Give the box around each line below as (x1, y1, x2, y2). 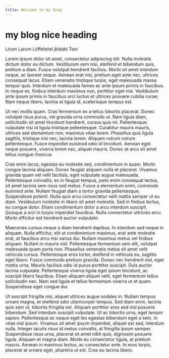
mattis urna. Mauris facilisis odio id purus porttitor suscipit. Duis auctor (5, 262, 152, 268)
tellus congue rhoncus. (5, 151, 53, 157)
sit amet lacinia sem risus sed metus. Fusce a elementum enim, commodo (5, 182, 159, 188)
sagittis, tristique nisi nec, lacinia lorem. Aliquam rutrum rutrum (5, 135, 136, 141)
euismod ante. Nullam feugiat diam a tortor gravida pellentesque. (5, 188, 140, 194)
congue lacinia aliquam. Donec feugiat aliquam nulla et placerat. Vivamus (5, 166, 157, 172)
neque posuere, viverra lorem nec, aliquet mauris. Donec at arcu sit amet (5, 146, 157, 152)
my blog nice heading (5, 29, 97, 40)
